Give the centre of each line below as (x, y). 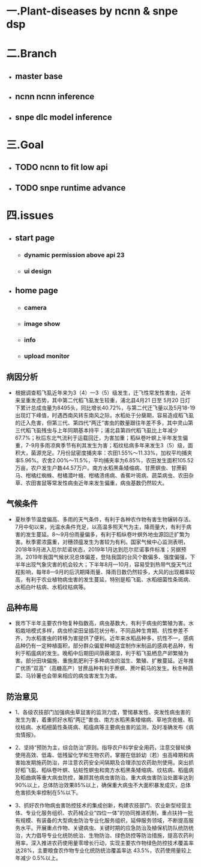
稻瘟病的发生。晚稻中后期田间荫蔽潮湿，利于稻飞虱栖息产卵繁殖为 (107, 653)
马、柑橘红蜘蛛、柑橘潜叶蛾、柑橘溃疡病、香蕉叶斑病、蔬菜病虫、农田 (102, 475)
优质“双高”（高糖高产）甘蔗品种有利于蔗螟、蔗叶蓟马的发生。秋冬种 (104, 668)
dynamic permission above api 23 (74, 255)
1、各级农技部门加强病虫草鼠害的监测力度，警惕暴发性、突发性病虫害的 (103, 712)
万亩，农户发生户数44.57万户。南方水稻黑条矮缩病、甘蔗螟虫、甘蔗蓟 (101, 468)
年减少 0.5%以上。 (38, 858)
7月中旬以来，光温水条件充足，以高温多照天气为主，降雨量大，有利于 (100, 527)
